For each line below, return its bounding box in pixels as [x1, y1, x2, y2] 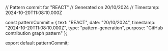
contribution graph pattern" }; [5, 30, 68, 36]
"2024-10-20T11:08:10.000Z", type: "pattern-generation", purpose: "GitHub [5, 25, 163, 31]
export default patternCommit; [5, 40, 69, 46]
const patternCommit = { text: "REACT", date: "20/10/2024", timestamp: [5, 20, 156, 25]
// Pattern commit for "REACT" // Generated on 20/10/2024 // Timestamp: [5, 5, 159, 10]
